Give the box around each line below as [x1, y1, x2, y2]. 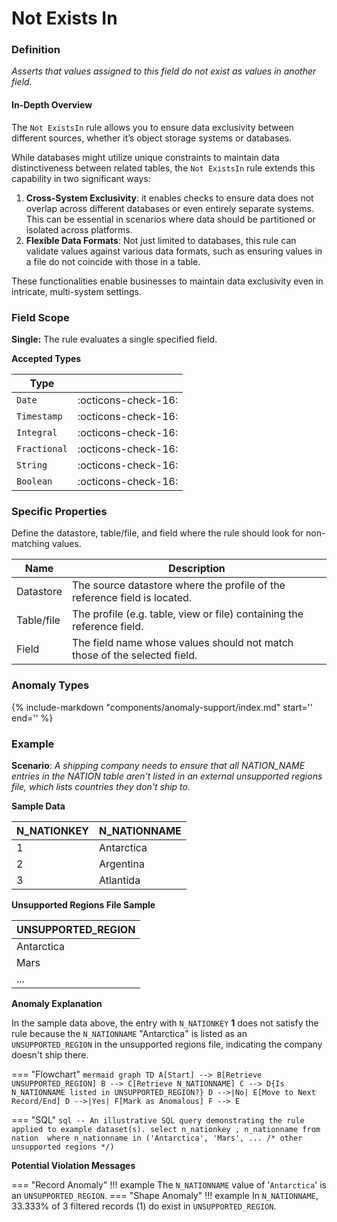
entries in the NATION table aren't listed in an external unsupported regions [11, 770, 323, 782]
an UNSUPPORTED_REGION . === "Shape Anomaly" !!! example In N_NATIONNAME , [11, 1189, 319, 1201]
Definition [11, 43, 61, 57]
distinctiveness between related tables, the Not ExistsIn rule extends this [11, 162, 316, 174]
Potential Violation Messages [11, 1159, 136, 1171]
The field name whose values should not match [72, 636, 294, 650]
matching [11, 538, 51, 550]
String [16, 459, 48, 471]
